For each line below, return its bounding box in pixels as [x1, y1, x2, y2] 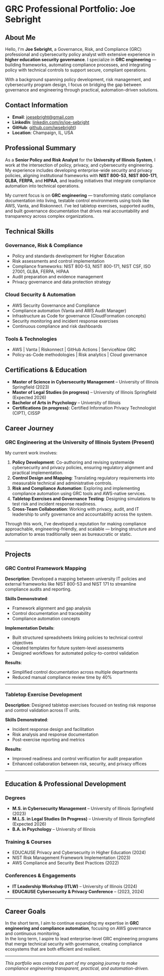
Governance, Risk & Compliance [5, 242, 83, 249]
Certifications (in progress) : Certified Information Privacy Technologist [12, 405, 156, 410]
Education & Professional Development [5, 779, 126, 788]
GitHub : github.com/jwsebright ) [12, 124, 77, 130]
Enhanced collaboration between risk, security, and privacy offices [12, 761, 147, 767]
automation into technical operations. [5, 182, 80, 189]
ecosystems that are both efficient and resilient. [5, 946, 101, 952]
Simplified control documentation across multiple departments [12, 669, 138, 675]
